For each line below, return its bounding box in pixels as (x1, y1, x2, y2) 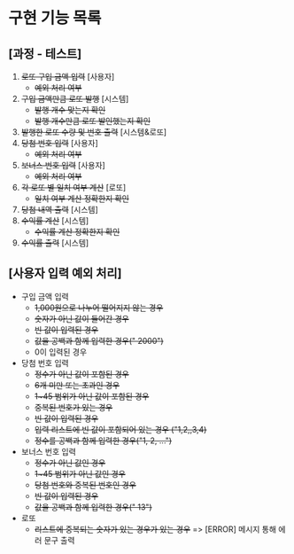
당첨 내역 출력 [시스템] (20, 205, 98, 215)
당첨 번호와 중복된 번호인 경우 (34, 480, 136, 490)
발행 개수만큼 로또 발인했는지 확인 (34, 116, 151, 126)
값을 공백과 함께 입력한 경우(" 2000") (34, 335, 165, 346)
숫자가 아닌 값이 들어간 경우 (34, 313, 129, 324)
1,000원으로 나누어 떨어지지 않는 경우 (34, 302, 164, 313)
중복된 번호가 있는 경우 (34, 402, 113, 412)
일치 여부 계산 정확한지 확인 (34, 193, 129, 204)
